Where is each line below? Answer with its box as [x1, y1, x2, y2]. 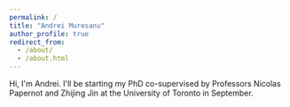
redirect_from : [9, 37, 66, 47]
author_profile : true [9, 29, 90, 38]
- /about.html [17, 54, 69, 63]
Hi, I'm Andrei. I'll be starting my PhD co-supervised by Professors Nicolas [9, 79, 281, 88]
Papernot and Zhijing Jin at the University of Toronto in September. [9, 88, 255, 98]
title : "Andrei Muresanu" [9, 21, 105, 30]
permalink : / [9, 12, 58, 22]
